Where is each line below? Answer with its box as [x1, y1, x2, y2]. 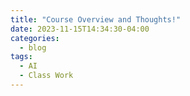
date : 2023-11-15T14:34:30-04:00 [10, 24, 150, 34]
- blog [19, 42, 47, 53]
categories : [10, 33, 60, 43]
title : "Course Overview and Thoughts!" [10, 14, 182, 25]
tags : [10, 52, 33, 62]
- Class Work [19, 71, 74, 81]
